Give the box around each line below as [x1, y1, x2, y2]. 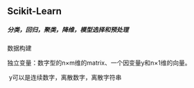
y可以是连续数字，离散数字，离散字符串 [8, 74, 122, 82]
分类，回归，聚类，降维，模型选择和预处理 [7, 25, 129, 34]
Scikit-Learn [7, 5, 62, 17]
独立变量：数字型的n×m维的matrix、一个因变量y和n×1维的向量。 [7, 58, 192, 67]
